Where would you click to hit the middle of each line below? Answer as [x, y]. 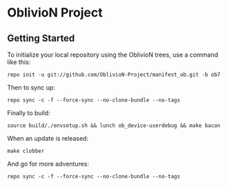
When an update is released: [48, 138]
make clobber [26, 151]
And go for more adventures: [48, 164]
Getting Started [41, 38]
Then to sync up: [31, 87]
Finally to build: [29, 113]
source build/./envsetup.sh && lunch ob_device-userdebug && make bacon [114, 126]
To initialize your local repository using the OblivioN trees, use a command [113, 55]
